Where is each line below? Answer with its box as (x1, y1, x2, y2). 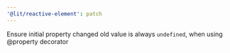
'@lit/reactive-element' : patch (6, 10, 102, 18)
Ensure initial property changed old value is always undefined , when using (6, 30, 223, 38)
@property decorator (6, 37, 69, 46)
